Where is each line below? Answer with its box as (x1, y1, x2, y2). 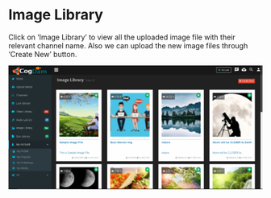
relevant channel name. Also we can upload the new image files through (8, 40, 248, 50)
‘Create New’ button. (8, 49, 77, 59)
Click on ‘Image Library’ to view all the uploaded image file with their (8, 32, 236, 42)
